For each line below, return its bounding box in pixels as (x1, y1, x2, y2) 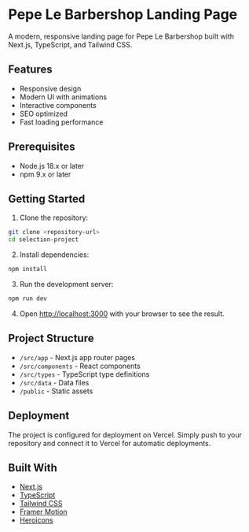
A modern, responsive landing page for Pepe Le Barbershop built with (8, 32, 234, 41)
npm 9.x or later (19, 169, 71, 179)
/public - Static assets (19, 386, 93, 396)
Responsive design (19, 84, 82, 93)
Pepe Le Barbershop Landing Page (8, 6, 238, 24)
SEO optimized (19, 109, 68, 118)
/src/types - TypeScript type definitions (19, 369, 150, 379)
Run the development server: (19, 280, 114, 288)
